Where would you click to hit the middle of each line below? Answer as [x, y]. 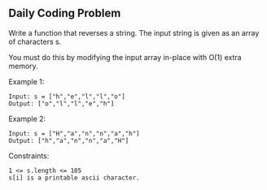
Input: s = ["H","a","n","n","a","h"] [74, 133]
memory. [23, 66]
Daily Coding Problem [65, 13]
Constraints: [29, 155]
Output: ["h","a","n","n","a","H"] [69, 140]
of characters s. [35, 41]
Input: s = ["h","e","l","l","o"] [67, 97]
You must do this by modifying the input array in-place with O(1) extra [125, 57]
